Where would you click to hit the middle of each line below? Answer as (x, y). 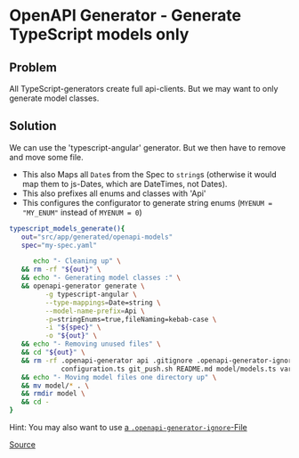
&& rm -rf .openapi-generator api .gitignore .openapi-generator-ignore (158, 360)
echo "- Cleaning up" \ (77, 261)
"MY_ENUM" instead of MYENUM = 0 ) (82, 212)
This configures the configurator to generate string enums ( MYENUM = (147, 202)
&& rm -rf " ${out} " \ (61, 270)
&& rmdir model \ (53, 394)
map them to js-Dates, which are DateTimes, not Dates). (125, 184)
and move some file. (47, 157)
